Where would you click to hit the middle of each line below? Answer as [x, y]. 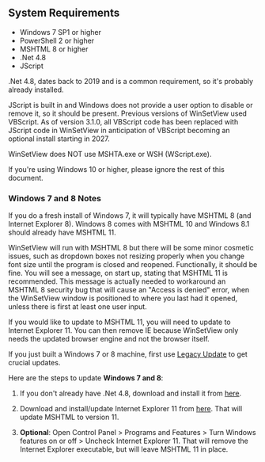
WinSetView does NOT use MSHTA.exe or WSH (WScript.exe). [110, 154]
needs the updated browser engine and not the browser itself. [109, 339]
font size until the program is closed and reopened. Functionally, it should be [133, 265]
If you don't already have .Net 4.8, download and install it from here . [131, 393]
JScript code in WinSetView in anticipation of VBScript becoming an [119, 130]
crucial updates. [34, 363]
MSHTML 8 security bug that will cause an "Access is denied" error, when [129, 290]
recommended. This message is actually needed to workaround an [117, 281]
